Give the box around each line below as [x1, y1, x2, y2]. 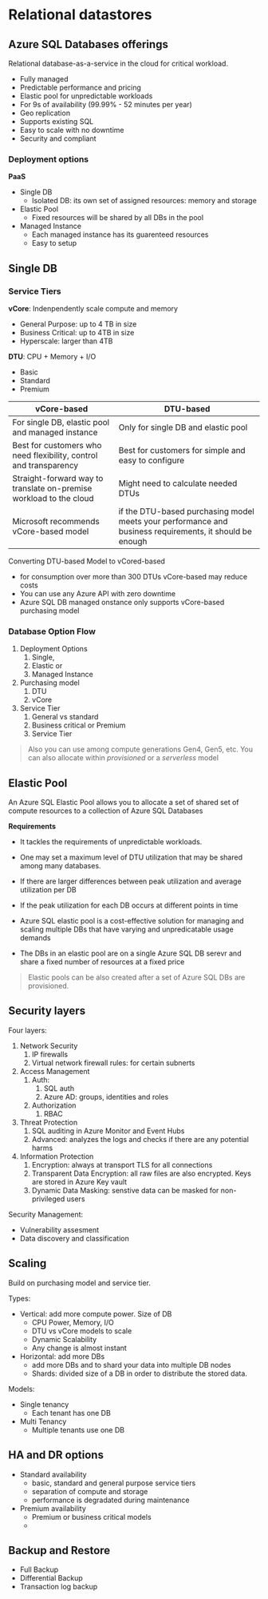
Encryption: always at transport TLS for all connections [31, 1160, 213, 1169]
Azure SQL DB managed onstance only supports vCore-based [19, 597, 225, 607]
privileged [31, 1194, 65, 1204]
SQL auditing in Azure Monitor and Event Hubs [31, 1126, 185, 1136]
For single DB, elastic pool [12, 416, 110, 427]
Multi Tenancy [19, 1417, 67, 1426]
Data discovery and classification [19, 1233, 129, 1243]
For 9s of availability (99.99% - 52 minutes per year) [19, 100, 193, 109]
